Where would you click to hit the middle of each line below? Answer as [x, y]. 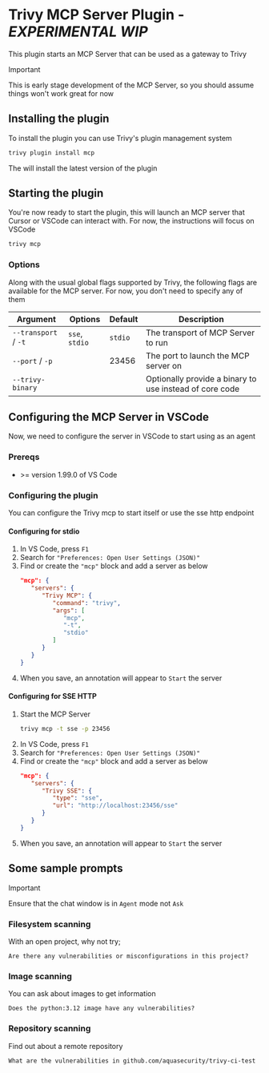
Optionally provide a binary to [201, 378]
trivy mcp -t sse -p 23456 [65, 728]
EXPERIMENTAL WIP [78, 32]
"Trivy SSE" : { [67, 791]
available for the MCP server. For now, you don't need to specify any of [126, 291]
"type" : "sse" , [78, 798]
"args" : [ [69, 611]
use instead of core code [193, 389]
